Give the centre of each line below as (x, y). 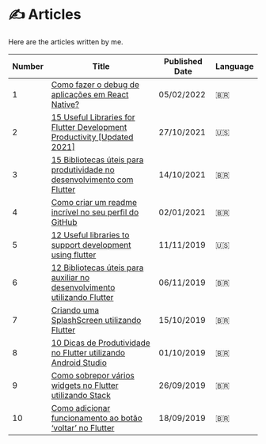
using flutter (74, 255)
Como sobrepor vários (93, 375)
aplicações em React (90, 94)
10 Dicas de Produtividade (101, 343)
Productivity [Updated (92, 137)
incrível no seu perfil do (95, 212)
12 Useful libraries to (90, 235)
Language (234, 66)
